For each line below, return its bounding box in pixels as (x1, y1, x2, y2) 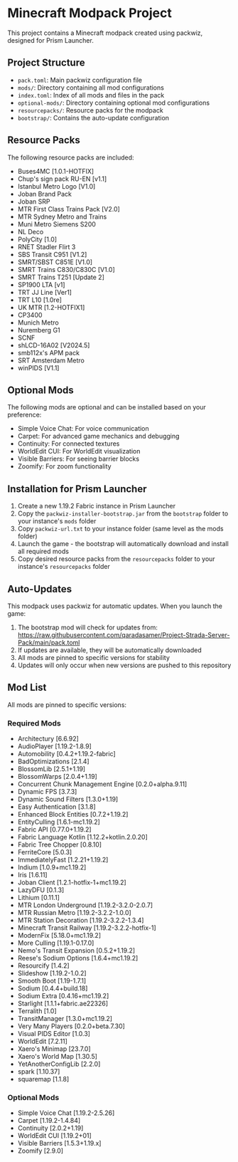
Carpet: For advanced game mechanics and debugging (17, 432, 180, 441)
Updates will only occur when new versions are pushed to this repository (17, 661, 232, 669)
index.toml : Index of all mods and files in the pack (17, 90, 165, 99)
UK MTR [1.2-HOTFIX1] (17, 303, 85, 311)
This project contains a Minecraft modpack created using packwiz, (7, 28, 203, 37)
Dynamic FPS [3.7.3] (17, 787, 77, 796)
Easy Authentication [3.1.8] (17, 802, 96, 811)
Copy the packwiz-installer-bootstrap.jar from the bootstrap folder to (17, 509, 229, 518)
